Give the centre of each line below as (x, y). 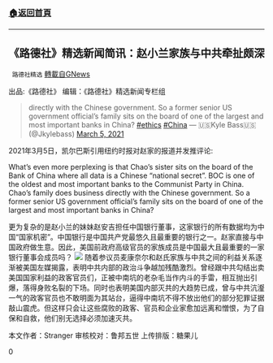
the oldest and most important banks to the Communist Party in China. (126, 184)
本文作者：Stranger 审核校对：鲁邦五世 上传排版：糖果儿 (103, 335)
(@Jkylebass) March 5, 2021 (76, 134)
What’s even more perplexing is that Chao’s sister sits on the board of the (131, 167)
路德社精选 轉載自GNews (51, 74)
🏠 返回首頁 (30, 12)
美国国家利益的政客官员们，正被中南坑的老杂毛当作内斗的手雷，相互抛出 (129, 278)
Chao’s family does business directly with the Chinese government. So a (129, 193)
